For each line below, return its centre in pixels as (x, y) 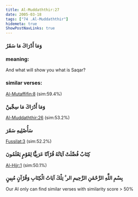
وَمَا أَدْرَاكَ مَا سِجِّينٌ (25, 107)
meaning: (17, 59)
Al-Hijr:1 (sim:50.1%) (26, 165)
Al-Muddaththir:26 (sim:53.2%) (38, 117)
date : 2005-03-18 (24, 14)
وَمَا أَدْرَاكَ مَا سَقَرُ (24, 46)
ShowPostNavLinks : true (30, 28)
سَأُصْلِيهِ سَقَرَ (19, 130)
